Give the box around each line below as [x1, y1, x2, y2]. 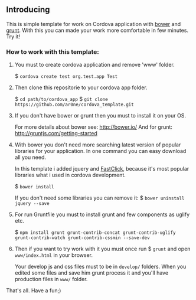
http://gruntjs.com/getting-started [14, 130, 97, 137]
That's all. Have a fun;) [6, 287, 61, 294]
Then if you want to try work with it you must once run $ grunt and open [14, 245, 191, 253]
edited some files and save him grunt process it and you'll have [14, 269, 169, 276]
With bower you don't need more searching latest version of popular [14, 141, 181, 148]
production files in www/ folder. [14, 276, 88, 283]
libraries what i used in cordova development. [14, 171, 126, 179]
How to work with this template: [6, 47, 99, 56]
